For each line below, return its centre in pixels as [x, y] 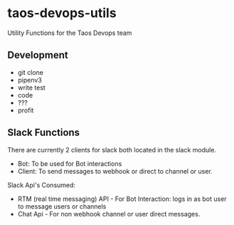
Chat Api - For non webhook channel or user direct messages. [109, 214]
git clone [31, 72]
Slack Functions [44, 133]
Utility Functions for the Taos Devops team [70, 33]
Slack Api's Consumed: [42, 185]
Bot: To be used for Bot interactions [70, 163]
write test [32, 88]
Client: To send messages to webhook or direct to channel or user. [115, 171]
